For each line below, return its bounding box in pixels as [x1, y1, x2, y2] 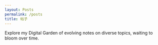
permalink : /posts [4, 12, 43, 17]
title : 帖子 [4, 16, 28, 21]
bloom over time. [4, 35, 39, 41]
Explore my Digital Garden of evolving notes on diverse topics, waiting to [4, 30, 153, 36]
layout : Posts [4, 7, 34, 12]
